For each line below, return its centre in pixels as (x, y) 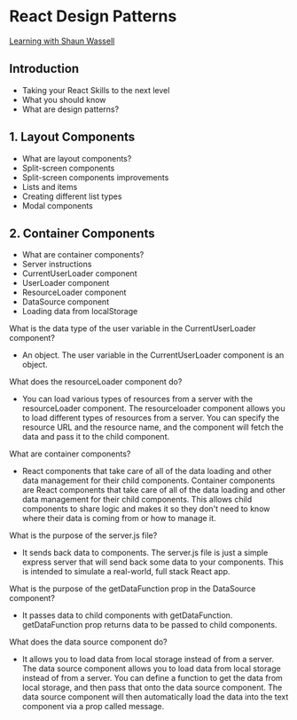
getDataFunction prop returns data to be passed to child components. (149, 625)
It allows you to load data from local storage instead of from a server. (148, 660)
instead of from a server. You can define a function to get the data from (152, 678)
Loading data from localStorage (80, 312)
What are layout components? (77, 158)
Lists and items (50, 186)
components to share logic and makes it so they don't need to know (146, 509)
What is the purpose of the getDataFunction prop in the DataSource (133, 589)
